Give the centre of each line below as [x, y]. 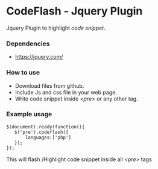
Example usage [29, 114]
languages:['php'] [48, 138]
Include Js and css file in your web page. [66, 92]
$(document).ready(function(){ [46, 127]
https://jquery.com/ [39, 57]
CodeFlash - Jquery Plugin [74, 11]
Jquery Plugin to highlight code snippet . [56, 28]
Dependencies [28, 44]
